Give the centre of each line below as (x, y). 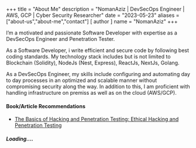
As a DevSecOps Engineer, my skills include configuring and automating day (98, 74)
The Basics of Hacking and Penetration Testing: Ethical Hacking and (97, 119)
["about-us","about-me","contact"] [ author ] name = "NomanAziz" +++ (92, 21)
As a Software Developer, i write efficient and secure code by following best (97, 50)
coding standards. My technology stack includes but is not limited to (88, 56)
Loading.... (20, 139)
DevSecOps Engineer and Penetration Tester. (61, 39)
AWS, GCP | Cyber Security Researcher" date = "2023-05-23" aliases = (93, 15)
